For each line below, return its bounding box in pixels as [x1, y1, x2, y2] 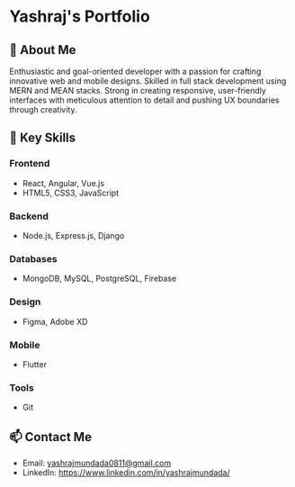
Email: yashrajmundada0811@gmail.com [22, 457, 172, 468]
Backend [9, 210, 49, 222]
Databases [9, 252, 58, 265]
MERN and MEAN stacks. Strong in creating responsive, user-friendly [9, 86, 267, 95]
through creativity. [9, 104, 77, 114]
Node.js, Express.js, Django [22, 230, 125, 240]
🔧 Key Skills [9, 131, 76, 146]
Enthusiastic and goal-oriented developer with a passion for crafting [9, 66, 262, 77]
